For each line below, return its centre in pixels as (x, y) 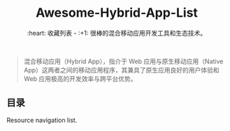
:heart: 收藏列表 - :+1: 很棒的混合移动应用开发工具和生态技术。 (117, 33)
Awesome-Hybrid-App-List (117, 13)
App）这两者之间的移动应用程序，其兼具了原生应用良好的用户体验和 (121, 70)
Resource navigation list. (42, 120)
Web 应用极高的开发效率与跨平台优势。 (80, 79)
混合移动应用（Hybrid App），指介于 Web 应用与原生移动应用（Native (123, 61)
